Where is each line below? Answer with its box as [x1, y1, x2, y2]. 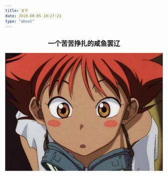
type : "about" [5, 19, 35, 24]
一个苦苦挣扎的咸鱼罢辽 [47, 39, 120, 48]
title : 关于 [5, 8, 28, 13]
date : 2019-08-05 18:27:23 [5, 13, 61, 19]
